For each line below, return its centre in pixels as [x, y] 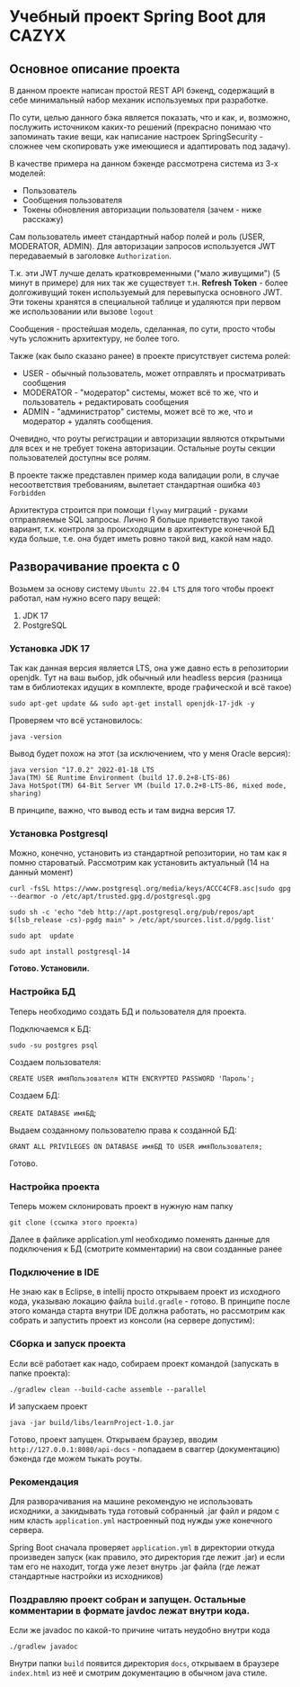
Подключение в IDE [54, 1272]
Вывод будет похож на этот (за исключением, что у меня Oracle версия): [150, 754]
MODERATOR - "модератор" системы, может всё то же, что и [140, 392]
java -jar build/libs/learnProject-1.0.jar [92, 1422]
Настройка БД [43, 992]
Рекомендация [44, 1482]
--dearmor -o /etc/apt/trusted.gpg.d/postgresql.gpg [110, 897]
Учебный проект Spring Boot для [138, 17]
